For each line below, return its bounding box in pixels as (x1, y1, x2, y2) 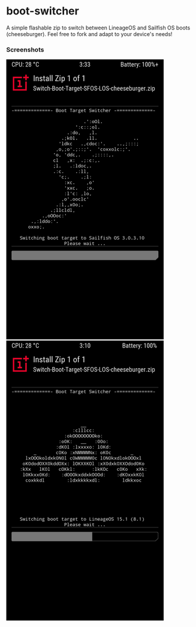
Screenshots (6, 45, 44, 53)
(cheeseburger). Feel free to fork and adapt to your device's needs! (6, 30, 173, 37)
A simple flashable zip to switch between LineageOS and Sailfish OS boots (6, 24, 191, 31)
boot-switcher (6, 4, 79, 18)
